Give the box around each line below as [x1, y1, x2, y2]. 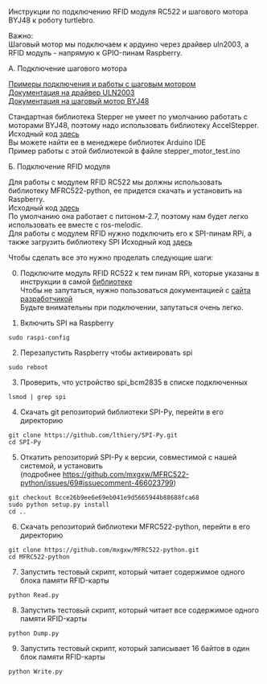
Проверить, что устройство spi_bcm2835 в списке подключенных [19, 377, 248, 387]
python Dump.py [8, 629, 60, 637]
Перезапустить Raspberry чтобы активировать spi [19, 348, 193, 357]
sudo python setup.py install [8, 501, 110, 509]
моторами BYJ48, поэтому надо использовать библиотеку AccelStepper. [8, 121, 259, 130]
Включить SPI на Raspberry [19, 318, 114, 328]
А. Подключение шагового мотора [8, 64, 127, 73]
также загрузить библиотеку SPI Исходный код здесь [8, 237, 193, 246]
